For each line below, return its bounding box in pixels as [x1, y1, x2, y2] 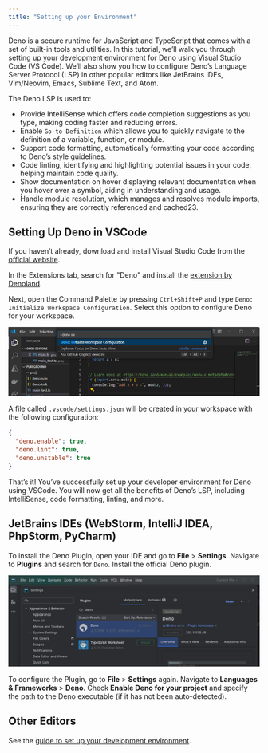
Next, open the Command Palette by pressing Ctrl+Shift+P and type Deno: [8, 294, 254, 304]
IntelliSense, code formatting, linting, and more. [8, 494, 164, 503]
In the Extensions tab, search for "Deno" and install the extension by [8, 270, 233, 280]
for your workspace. [8, 311, 75, 321]
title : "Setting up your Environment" [8, 13, 137, 21]
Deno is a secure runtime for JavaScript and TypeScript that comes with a [8, 36, 251, 45]
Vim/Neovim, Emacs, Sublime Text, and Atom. [8, 78, 159, 88]
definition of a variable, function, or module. [19, 134, 165, 144]
